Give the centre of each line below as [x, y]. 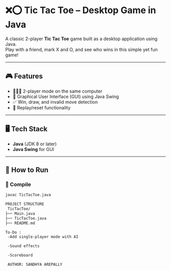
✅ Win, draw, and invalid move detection [55, 102]
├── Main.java [20, 214]
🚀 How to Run [27, 170]
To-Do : [13, 232]
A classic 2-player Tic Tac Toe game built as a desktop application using [81, 39]
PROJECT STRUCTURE [25, 204]
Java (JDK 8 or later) [35, 144]
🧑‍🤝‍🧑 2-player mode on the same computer [58, 91]
